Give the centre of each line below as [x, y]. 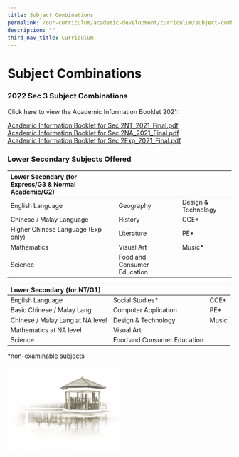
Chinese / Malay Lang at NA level [59, 320]
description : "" [31, 30]
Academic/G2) [33, 192]
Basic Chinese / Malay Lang [51, 310]
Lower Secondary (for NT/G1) [55, 289]
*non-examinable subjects [46, 356]
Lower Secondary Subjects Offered [69, 159]
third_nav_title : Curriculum [51, 38]
